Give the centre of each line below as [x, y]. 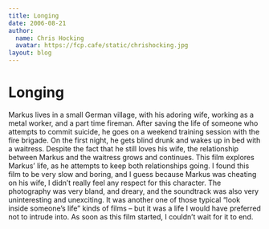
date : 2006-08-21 [37, 23]
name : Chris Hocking [50, 38]
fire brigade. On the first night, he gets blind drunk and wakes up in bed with [134, 140]
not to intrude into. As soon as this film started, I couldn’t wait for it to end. [131, 216]
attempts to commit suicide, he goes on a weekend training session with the [134, 131]
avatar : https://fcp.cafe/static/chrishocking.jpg [102, 46]
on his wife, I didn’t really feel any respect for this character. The [115, 183]
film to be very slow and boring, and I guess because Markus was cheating [132, 174]
